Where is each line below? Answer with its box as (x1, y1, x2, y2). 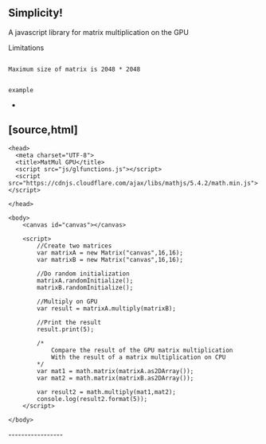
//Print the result (37, 318, 102, 326)
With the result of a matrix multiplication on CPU (50, 353, 226, 361)
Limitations (8, 43, 45, 53)
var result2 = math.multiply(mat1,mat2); (37, 388, 177, 396)
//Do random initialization (37, 270, 130, 278)
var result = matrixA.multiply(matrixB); (37, 304, 177, 313)
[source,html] (8, 123, 78, 137)
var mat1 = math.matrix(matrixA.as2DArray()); (37, 367, 194, 375)
